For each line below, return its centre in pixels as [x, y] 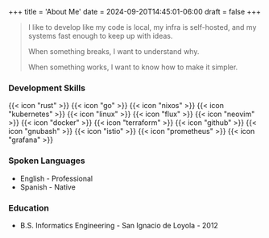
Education [29, 207]
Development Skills [47, 88]
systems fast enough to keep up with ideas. [100, 36]
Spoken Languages [47, 161]
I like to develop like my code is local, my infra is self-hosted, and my [142, 27]
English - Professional [56, 178]
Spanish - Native [48, 187]
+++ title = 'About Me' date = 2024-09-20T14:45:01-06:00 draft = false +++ [135, 12]
